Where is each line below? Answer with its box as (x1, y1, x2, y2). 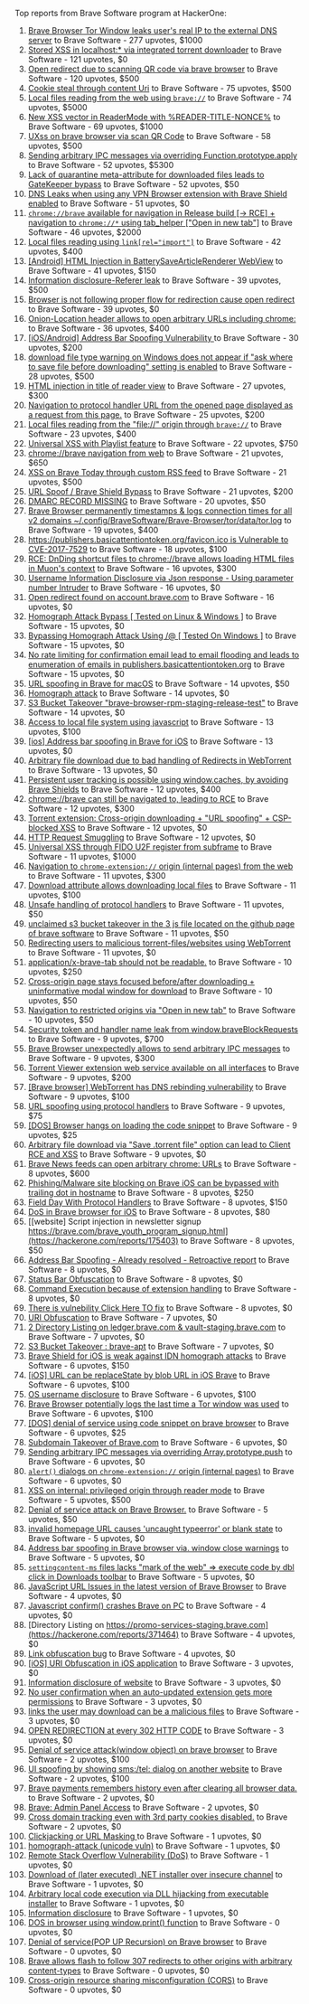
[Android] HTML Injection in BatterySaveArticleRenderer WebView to (27, 256, 284, 266)
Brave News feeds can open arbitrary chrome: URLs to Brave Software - (27, 1159, 297, 1169)
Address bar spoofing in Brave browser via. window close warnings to (27, 1543, 289, 1553)
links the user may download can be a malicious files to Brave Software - (27, 1706, 300, 1717)
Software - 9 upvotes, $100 (27, 1091, 130, 1102)
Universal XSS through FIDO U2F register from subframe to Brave (27, 842, 272, 852)
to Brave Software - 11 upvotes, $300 (27, 870, 166, 880)
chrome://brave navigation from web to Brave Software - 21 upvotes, (27, 447, 284, 458)
